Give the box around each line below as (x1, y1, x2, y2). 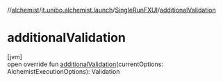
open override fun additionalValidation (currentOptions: (7, 60, 163, 68)
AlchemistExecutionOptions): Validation (7, 67, 120, 75)
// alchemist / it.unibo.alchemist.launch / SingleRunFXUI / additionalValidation (7, 6, 217, 14)
